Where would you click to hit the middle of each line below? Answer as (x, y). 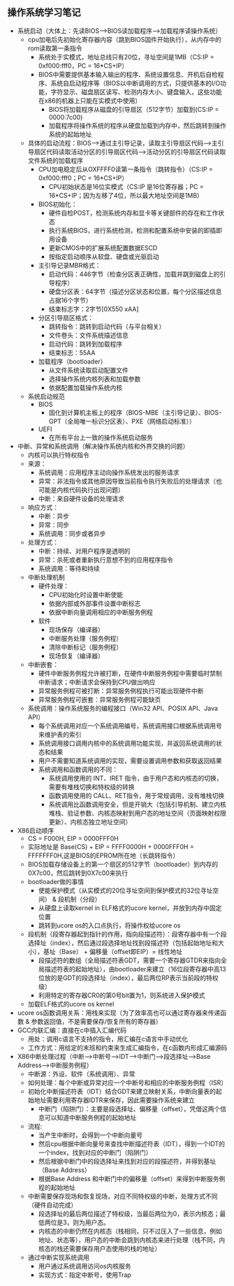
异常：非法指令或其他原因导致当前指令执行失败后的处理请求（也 (130, 481)
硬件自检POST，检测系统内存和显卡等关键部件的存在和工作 (133, 212)
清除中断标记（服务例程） (86, 647)
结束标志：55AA (72, 352)
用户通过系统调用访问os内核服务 (85, 1266)
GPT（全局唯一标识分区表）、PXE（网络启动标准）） (122, 421)
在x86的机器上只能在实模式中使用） (90, 101)
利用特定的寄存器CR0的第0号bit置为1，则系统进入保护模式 (122, 995)
